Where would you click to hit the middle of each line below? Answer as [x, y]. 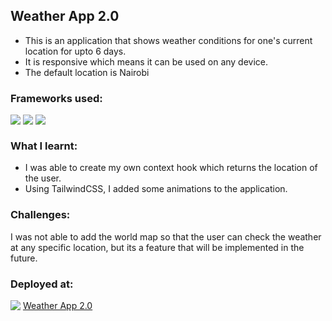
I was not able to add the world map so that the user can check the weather [166, 236]
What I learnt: [44, 146]
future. [24, 258]
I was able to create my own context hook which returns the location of [171, 168]
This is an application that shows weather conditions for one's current [168, 40]
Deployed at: [42, 284]
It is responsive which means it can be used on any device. [146, 61]
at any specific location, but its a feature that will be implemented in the [157, 247]
